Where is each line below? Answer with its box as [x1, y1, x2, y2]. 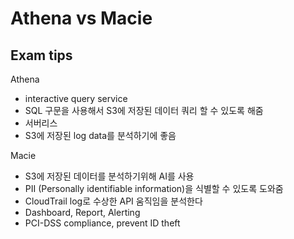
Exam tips [10, 47, 73, 64]
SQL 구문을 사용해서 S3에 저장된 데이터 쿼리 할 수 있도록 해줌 [24, 105, 264, 116]
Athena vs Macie [10, 7, 153, 30]
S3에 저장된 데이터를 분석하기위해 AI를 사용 [24, 170, 195, 182]
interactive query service [24, 93, 128, 104]
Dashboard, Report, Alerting [24, 207, 141, 218]
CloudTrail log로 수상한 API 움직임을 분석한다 [24, 195, 203, 207]
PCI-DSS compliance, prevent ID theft [24, 217, 181, 229]
